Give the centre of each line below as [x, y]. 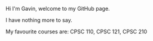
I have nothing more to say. [39, 20]
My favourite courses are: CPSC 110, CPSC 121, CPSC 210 [76, 31]
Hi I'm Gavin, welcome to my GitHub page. [58, 9]
